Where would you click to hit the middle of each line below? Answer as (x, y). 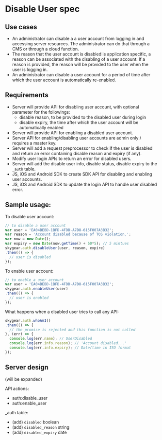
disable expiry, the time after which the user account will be (79, 122)
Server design (27, 367)
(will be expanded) (24, 379)
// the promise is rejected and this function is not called (73, 330)
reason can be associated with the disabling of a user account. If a (79, 59)
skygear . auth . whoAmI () (28, 320)
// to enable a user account (34, 280)
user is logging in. (30, 70)
